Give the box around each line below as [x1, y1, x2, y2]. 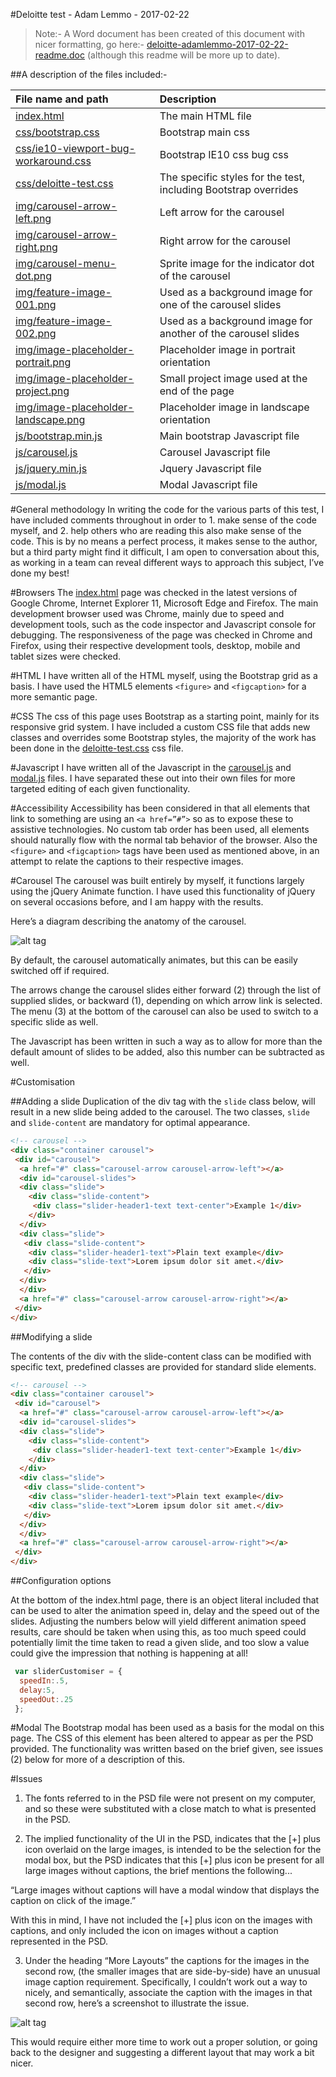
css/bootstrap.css [15, 125, 100, 139]
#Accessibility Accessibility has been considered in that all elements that [10, 802, 311, 814]
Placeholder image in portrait [159, 343, 296, 356]
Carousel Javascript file [159, 445, 271, 459]
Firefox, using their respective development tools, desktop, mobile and [10, 640, 301, 651]
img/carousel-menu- [15, 257, 117, 270]
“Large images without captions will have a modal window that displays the [10, 1884, 320, 1896]
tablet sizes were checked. [10, 650, 122, 662]
